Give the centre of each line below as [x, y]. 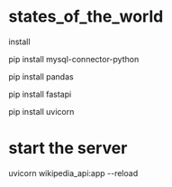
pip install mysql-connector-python [74, 59]
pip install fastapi [40, 94]
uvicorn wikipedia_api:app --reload [73, 173]
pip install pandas [41, 76]
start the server [68, 149]
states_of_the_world [86, 17]
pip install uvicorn [41, 111]
